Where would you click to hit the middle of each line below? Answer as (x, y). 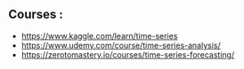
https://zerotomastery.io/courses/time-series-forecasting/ (128, 54)
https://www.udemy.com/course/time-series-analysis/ (121, 45)
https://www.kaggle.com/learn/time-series (99, 35)
